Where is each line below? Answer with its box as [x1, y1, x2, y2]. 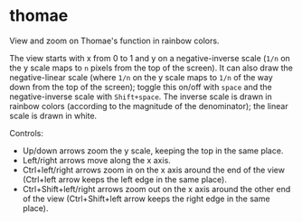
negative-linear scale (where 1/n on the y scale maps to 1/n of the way [9, 71, 273, 82]
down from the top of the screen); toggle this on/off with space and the [9, 81, 273, 92]
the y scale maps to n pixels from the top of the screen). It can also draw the [9, 62, 294, 73]
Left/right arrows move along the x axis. [22, 154, 172, 165]
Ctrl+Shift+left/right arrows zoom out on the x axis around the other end [22, 183, 291, 194]
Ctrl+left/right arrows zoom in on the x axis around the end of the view [22, 164, 285, 175]
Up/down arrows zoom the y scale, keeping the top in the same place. [22, 145, 284, 156]
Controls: [9, 127, 43, 138]
